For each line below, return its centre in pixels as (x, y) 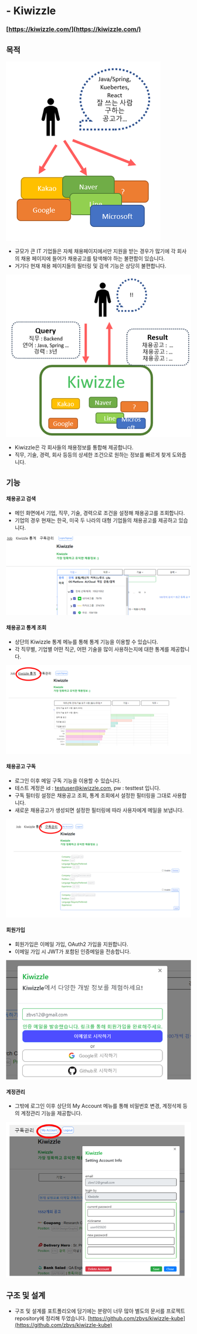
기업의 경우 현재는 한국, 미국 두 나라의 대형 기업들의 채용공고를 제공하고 (96, 520)
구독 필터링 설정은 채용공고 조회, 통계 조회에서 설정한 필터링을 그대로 (93, 795)
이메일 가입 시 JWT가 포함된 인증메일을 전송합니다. (72, 951)
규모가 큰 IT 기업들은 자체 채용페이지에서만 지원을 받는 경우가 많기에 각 (95, 251)
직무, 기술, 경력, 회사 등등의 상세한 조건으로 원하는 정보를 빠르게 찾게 (93, 455)
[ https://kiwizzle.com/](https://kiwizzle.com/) (74, 29)
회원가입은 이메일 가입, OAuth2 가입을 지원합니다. (71, 944)
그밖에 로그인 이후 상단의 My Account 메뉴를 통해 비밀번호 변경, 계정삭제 (98, 1106)
